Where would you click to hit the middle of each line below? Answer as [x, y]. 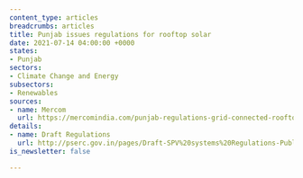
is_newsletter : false [50, 151]
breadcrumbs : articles [52, 26]
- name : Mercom [38, 110]
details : [26, 127]
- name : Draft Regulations [60, 135]
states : [24, 51]
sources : [26, 101]
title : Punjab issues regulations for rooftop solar [110, 34]
